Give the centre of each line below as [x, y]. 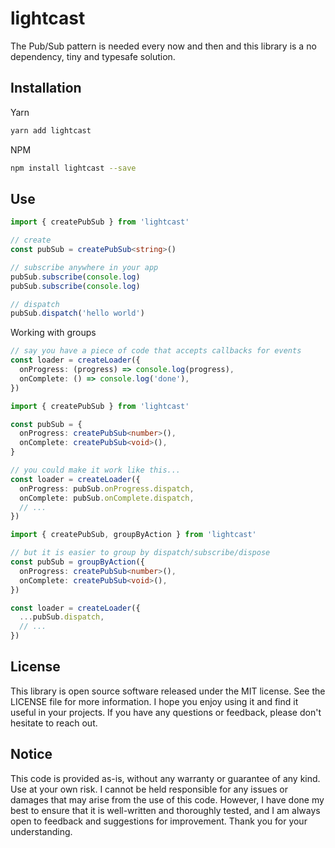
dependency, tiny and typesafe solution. [93, 56]
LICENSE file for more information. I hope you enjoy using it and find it [154, 701]
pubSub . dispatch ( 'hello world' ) [77, 313]
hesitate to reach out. [54, 723]
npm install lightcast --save [73, 168]
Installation [46, 88]
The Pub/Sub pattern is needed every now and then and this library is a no [163, 46]
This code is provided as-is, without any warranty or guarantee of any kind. [165, 778]
